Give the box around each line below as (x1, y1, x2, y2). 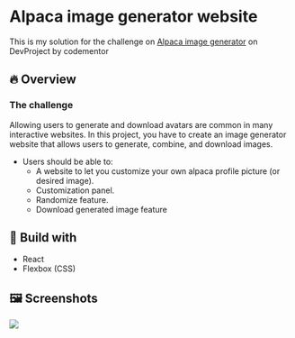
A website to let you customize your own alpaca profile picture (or (35, 165, 281, 177)
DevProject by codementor (9, 45, 110, 56)
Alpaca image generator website (9, 6, 258, 27)
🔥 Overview (9, 72, 76, 87)
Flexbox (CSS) (22, 263, 76, 274)
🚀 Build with (9, 230, 77, 245)
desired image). (35, 175, 94, 186)
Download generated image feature (35, 204, 168, 215)
